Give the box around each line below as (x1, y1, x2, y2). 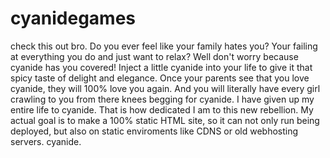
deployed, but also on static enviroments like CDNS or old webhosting (10, 125, 299, 137)
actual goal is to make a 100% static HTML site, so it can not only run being (10, 114, 320, 126)
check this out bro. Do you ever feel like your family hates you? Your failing (10, 40, 318, 52)
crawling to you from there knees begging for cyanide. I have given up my (10, 93, 315, 105)
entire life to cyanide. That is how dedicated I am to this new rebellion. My (10, 103, 314, 116)
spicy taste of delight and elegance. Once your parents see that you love (10, 72, 310, 84)
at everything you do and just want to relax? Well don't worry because (10, 50, 299, 62)
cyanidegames (10, 7, 137, 30)
